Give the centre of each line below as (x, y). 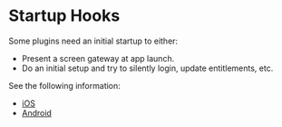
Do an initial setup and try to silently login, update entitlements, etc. (147, 68)
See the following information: (65, 85)
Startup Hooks (64, 16)
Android (36, 112)
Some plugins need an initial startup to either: (93, 41)
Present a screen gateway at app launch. (98, 58)
